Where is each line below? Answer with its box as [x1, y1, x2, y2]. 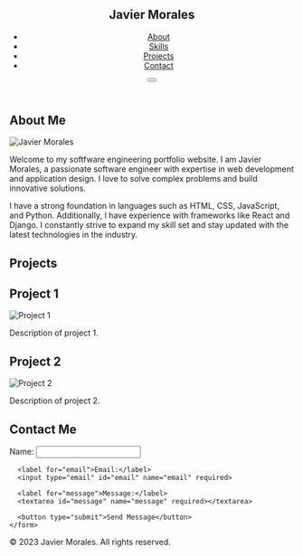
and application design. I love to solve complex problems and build [9, 174, 258, 184]
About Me [9, 112, 66, 127]
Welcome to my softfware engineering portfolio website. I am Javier [9, 154, 262, 165]
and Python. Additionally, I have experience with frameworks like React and [9, 210, 290, 221]
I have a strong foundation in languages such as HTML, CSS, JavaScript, [9, 201, 280, 212]
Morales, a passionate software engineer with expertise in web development [9, 164, 294, 174]
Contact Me [9, 421, 77, 437]
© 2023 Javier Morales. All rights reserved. [9, 537, 172, 548]
